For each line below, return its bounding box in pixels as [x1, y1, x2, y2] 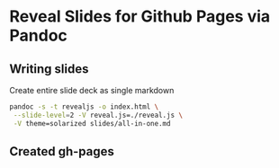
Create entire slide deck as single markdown [9, 85, 175, 95]
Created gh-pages [9, 144, 115, 159]
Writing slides [9, 61, 89, 76]
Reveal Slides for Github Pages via [9, 6, 271, 27]
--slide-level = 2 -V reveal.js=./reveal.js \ [13, 111, 183, 119]
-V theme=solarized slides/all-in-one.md [13, 119, 171, 128]
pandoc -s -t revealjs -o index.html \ [9, 102, 159, 111]
